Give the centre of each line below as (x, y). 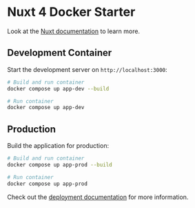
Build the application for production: (58, 146)
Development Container (60, 53)
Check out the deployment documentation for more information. (98, 197)
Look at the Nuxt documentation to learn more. (73, 31)
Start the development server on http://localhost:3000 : (87, 69)
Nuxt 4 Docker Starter (71, 12)
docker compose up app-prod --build (60, 164)
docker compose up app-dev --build (58, 88)
